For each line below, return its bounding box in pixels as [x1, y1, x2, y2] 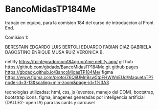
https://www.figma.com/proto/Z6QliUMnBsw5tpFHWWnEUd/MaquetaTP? [5, 74, 154, 80]
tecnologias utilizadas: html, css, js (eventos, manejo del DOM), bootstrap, [5, 89, 155, 95]
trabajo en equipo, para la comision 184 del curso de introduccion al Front [5, 20, 154, 26]
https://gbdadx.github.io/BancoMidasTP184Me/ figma [5, 69, 114, 75]
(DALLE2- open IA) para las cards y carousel [5, 99, 95, 105]
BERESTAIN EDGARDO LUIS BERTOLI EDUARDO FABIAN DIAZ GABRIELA [5, 44, 152, 50]
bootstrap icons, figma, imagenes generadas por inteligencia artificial [5, 94, 145, 100]
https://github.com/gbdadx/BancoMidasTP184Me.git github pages [5, 64, 138, 70]
